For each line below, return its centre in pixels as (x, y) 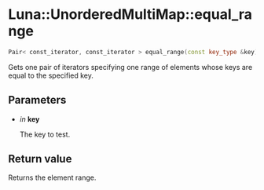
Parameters (37, 100)
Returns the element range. (52, 177)
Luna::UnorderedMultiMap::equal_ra (130, 15)
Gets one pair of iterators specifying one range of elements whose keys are (130, 67)
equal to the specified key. (51, 75)
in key (29, 119)
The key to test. (45, 134)
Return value (40, 159)
